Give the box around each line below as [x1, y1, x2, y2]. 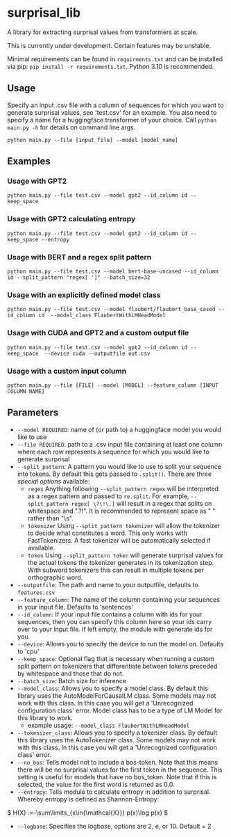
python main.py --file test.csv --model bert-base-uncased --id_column [7, 268, 219, 276]
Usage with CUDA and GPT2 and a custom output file [7, 328, 189, 338]
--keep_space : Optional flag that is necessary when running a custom [17, 654, 215, 662]
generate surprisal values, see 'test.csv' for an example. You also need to [7, 108, 217, 116]
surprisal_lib [7, 5, 81, 21]
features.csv [17, 589, 55, 596]
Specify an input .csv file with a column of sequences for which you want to [7, 101, 224, 109]
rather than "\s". [27, 513, 74, 523]
